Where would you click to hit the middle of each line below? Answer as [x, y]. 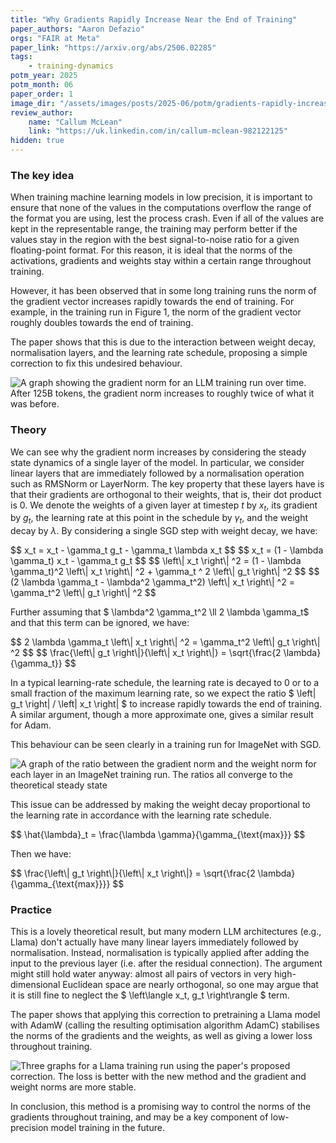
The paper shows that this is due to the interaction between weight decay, [163, 342]
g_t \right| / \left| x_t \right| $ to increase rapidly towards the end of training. [166, 704]
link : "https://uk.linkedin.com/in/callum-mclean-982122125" [158, 131]
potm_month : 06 [42, 85]
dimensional [35, 985]
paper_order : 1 [42, 94]
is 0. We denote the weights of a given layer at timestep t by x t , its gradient [164, 506]
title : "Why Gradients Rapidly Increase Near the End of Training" [154, 19]
